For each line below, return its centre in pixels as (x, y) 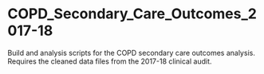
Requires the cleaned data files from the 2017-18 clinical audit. (110, 61)
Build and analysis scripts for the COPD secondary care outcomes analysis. (132, 53)
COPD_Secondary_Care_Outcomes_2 (132, 14)
